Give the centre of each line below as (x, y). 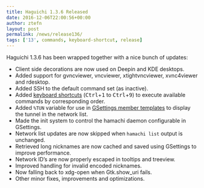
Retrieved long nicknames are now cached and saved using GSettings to (106, 146)
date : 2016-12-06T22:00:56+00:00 (49, 18)
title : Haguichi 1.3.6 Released (47, 12)
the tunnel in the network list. (51, 114)
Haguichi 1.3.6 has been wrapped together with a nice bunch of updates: (97, 57)
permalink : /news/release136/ (45, 35)
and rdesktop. (32, 82)
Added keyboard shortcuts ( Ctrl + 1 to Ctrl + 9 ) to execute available (100, 95)
